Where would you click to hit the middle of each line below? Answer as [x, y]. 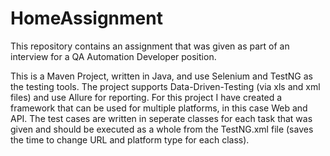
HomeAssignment [86, 18]
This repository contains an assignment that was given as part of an [150, 46]
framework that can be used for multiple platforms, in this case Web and [159, 108]
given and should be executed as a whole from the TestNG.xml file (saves [162, 129]
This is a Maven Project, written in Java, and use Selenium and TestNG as [161, 76]
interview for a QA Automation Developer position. [113, 56]
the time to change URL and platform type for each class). [130, 139]
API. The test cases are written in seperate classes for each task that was [161, 118]
